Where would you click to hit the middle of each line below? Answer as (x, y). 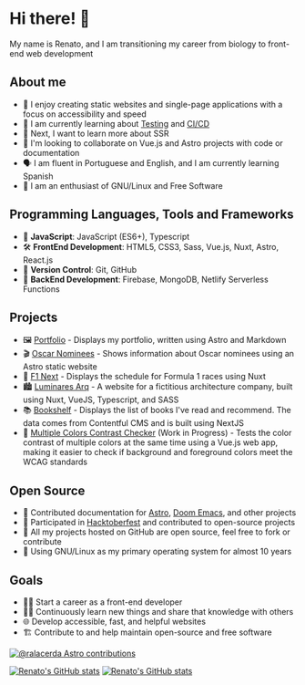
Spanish (38, 176)
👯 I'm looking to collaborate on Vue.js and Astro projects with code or (153, 143)
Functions (41, 289)
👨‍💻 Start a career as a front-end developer (102, 602)
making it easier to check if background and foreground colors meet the (158, 452)
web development (60, 53)
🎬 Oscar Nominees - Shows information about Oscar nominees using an (158, 354)
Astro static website (60, 367)
